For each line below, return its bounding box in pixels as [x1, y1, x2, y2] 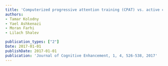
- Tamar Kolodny [5, 16, 39, 21]
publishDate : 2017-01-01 [5, 48, 57, 54]
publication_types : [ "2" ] [5, 39, 59, 45]
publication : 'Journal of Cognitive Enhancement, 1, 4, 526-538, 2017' [5, 53, 157, 58]
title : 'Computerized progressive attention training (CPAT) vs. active [5, 7, 160, 12]
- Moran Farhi [5, 26, 35, 31]
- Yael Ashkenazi [5, 21, 41, 26]
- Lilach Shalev [5, 30, 39, 35]
